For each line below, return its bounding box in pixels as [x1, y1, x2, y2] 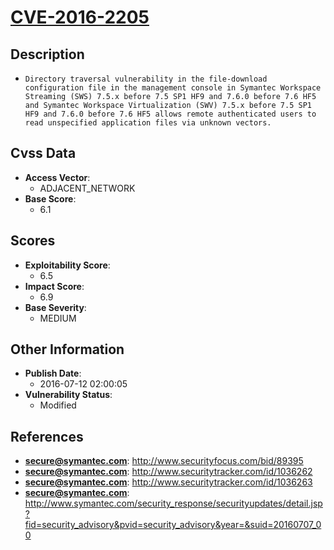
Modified [39, 399, 77, 411]
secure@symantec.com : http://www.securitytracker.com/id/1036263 [24, 476, 313, 488]
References [10, 428, 84, 445]
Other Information [10, 341, 125, 358]
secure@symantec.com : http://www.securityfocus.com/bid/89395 [24, 455, 304, 467]
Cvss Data [10, 145, 77, 162]
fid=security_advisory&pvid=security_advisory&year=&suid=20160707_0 [24, 519, 322, 531]
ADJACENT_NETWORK [39, 182, 136, 194]
